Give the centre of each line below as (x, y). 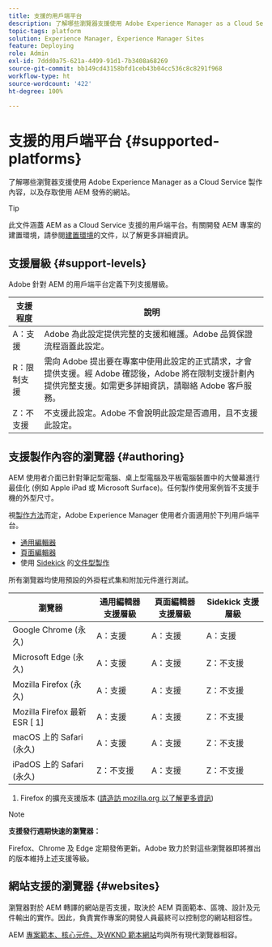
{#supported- (172, 141)
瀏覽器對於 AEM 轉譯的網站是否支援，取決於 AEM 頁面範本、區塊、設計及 (131, 907)
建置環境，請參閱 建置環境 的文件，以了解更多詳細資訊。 (100, 235)
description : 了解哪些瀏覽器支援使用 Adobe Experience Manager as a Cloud (130, 23)
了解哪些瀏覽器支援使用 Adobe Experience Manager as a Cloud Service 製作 (136, 182)
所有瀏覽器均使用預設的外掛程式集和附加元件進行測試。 (100, 579)
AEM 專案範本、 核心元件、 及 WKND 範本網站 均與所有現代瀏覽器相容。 (125, 934)
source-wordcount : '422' (50, 83)
